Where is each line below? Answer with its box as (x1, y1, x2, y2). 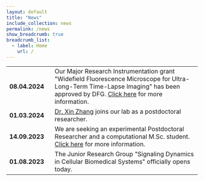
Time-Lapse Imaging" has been (89, 82, 180, 90)
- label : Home (12, 43, 47, 49)
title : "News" (6, 15, 42, 21)
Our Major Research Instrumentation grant (54, 67, 175, 75)
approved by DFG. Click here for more (54, 89, 163, 98)
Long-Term (54, 82, 88, 90)
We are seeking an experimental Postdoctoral (54, 125, 184, 133)
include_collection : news (6, 20, 72, 26)
